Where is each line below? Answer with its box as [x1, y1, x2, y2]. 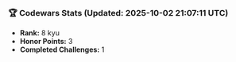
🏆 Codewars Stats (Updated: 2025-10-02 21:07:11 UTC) [8, 7, 229, 18]
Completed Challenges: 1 [19, 45, 105, 54]
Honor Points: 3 [19, 37, 73, 46]
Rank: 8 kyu [19, 28, 60, 38]
